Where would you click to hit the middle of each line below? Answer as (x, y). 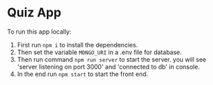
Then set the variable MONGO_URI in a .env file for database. (99, 52)
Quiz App (34, 13)
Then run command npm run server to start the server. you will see (112, 59)
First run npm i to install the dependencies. (77, 45)
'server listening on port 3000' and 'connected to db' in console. (109, 66)
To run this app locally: (40, 32)
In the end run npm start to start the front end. (82, 74)
